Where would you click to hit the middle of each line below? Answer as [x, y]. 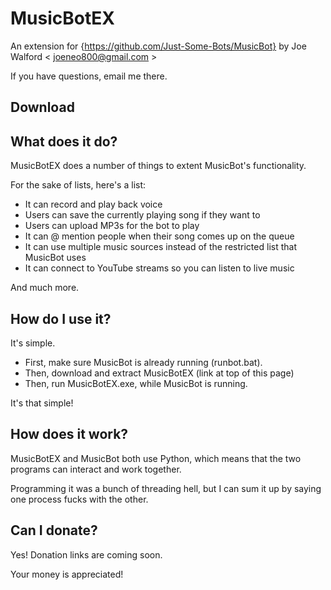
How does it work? [69, 434]
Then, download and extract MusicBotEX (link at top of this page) [159, 373]
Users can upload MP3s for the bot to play [112, 226]
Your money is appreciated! [67, 574]
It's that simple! [42, 403]
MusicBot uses [55, 258]
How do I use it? [61, 318]
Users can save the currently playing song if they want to [142, 215]
